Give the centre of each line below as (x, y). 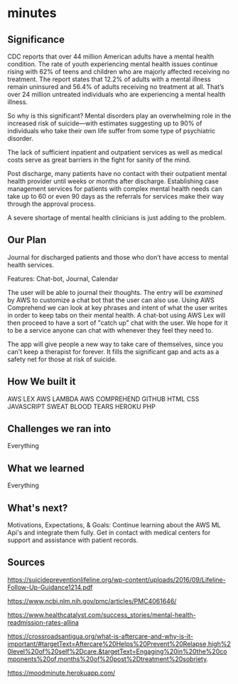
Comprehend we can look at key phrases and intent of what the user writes (118, 307)
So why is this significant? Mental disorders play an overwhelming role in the (119, 116)
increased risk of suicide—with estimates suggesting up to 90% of (105, 123)
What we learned (46, 468)
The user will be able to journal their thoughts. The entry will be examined (115, 292)
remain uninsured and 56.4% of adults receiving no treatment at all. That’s (116, 87)
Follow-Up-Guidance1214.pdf (50, 587)
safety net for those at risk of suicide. (62, 359)
